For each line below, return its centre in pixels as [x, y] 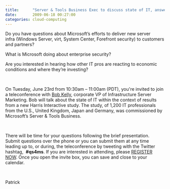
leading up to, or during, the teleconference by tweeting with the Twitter [80, 146]
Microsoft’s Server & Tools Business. [43, 116]
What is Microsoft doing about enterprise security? [58, 54]
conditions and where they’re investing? [47, 69]
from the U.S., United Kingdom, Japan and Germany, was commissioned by [84, 111]
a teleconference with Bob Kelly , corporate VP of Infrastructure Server [78, 95]
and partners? [20, 45]
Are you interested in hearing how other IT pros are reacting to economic [81, 64]
